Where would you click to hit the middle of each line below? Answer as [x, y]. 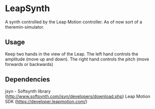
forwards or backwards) [29, 64]
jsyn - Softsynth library [28, 91]
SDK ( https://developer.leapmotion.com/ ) [46, 101]
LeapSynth [27, 8]
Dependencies [27, 80]
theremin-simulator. [25, 27]
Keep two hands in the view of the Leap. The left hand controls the [72, 54]
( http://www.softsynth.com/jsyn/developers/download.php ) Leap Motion [78, 96]
